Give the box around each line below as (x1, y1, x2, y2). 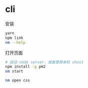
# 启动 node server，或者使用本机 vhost (5, 59, 84, 64)
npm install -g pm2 (5, 64, 46, 69)
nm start (5, 69, 23, 74)
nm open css (5, 78, 30, 83)
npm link (5, 35, 23, 40)
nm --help (5, 40, 26, 45)
